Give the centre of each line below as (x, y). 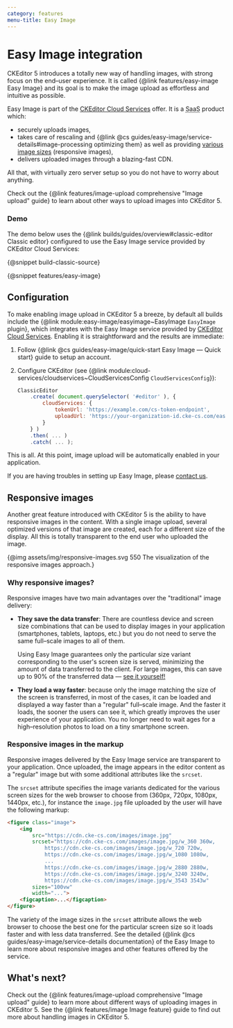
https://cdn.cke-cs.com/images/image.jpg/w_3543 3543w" (127, 880)
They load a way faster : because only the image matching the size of (116, 690)
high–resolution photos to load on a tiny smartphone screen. (103, 726)
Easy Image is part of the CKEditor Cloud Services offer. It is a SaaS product (116, 109)
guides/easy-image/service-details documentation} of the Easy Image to (111, 942)
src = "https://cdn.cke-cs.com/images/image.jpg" (102, 835)
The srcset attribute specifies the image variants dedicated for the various (114, 787)
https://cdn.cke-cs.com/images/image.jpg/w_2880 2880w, (127, 867)
